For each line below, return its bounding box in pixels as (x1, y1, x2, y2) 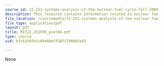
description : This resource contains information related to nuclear (5, 12, 150, 16)
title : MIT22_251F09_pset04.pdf (5, 30, 71, 34)
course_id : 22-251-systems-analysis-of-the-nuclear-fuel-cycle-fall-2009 (5, 7, 159, 12)
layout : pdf (5, 25, 29, 30)
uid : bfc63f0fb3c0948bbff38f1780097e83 (5, 39, 86, 44)
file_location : (5, 16, 36, 21)
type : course (5, 34, 32, 39)
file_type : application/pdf (5, 20, 62, 26)
